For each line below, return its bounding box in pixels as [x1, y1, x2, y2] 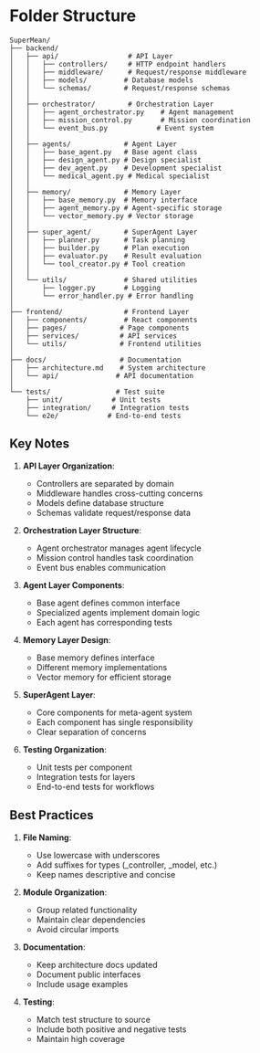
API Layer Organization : [22, 460, 115, 471]
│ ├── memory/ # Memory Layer [9, 187, 182, 196]
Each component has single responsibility [36, 716, 193, 727]
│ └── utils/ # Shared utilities [9, 275, 198, 284]
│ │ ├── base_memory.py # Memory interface [9, 195, 198, 205]
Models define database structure [36, 497, 164, 508]
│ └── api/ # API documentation [9, 371, 194, 380]
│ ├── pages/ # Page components [9, 323, 190, 332]
